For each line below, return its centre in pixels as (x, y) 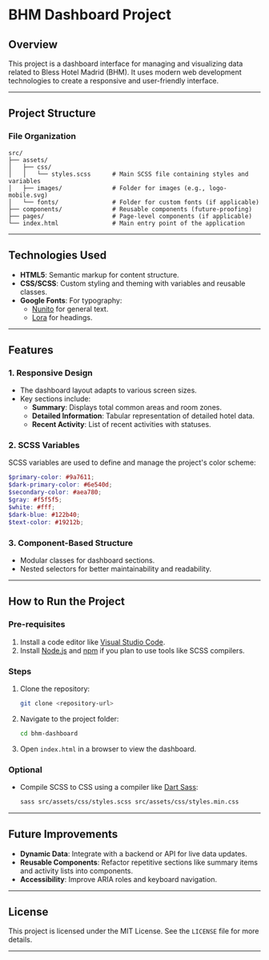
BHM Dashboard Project (90, 15)
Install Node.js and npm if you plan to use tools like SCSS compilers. (132, 650)
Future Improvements (63, 834)
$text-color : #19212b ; (46, 522)
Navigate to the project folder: (69, 718)
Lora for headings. (62, 317)
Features (31, 350)
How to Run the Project (67, 602)
